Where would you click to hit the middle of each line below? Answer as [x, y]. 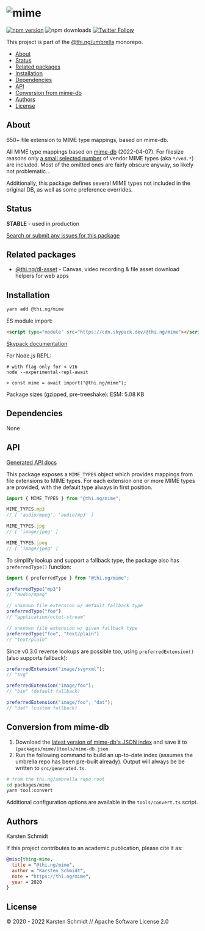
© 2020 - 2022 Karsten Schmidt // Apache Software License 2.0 [88, 922]
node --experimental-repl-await [47, 372]
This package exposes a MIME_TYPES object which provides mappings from [100, 474]
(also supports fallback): [37, 657]
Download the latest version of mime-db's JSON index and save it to [101, 742]
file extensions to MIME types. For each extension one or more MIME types [101, 480]
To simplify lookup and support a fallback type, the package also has [93, 560]
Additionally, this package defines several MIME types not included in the [99, 183]
